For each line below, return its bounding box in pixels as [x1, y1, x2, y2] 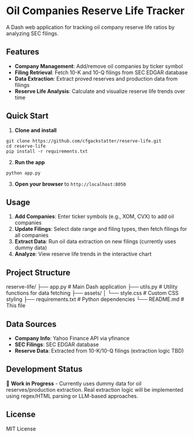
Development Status [6, 364, 83, 375]
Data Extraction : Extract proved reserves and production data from [14, 75, 178, 82]
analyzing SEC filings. [6, 29, 59, 37]
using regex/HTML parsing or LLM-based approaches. [6, 392, 138, 399]
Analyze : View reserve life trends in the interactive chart [14, 250, 152, 257]
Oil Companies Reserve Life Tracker [6, 4, 185, 18]
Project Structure [6, 267, 71, 277]
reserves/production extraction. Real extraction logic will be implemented [6, 386, 183, 393]
